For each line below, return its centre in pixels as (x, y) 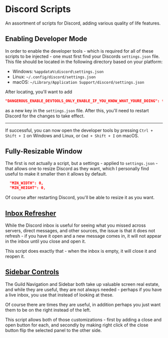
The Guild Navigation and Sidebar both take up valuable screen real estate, (82, 284)
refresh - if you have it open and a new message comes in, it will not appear (83, 236)
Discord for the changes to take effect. (45, 116)
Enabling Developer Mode (46, 39)
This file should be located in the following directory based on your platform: (84, 62)
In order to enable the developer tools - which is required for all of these (79, 51)
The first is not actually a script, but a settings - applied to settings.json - (81, 163)
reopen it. (15, 256)
